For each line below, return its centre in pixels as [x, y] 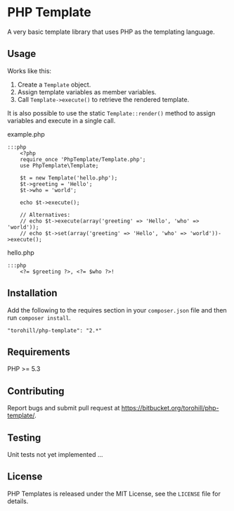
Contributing [36, 391]
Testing [24, 437]
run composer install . [39, 317]
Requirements [39, 352]
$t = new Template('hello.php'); [69, 178]
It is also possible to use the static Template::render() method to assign [111, 113]
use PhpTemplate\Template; [59, 165]
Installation [32, 293]
